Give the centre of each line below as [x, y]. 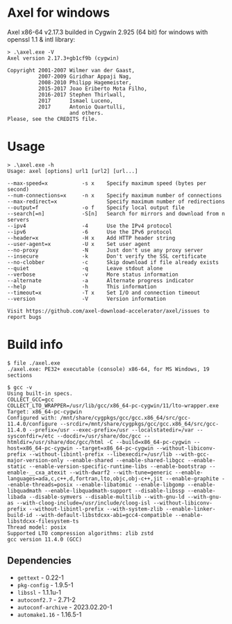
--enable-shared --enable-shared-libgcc [126, 460]
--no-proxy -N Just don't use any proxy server [105, 250]
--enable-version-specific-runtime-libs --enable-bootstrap [118, 466]
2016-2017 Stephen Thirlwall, [82, 95]
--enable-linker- [191, 509]
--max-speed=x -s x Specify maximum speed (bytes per [107, 183]
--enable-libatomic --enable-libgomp [130, 484]
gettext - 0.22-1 [40, 577]
